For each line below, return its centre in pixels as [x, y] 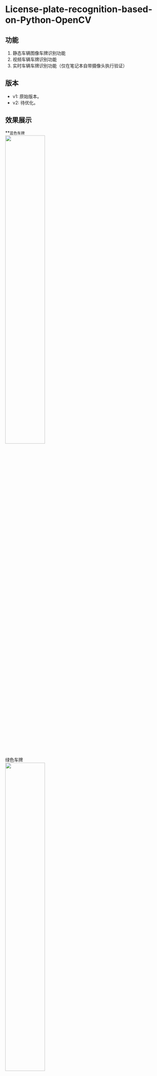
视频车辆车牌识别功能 [34, 59]
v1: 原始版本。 [27, 96]
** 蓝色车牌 [15, 133]
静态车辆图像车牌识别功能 [39, 53]
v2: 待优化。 [25, 103]
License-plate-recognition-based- [79, 9]
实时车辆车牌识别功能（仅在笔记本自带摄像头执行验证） [70, 66]
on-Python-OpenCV [48, 20]
